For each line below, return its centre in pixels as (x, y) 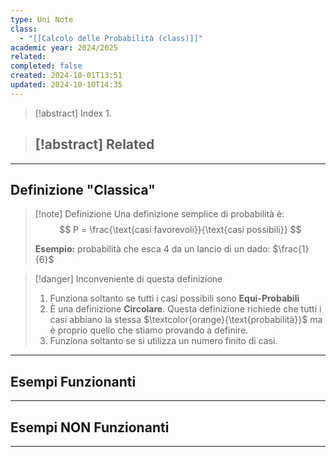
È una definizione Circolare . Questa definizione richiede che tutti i (185, 309)
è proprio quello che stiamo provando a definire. (149, 330)
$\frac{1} (291, 249)
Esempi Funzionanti (73, 381)
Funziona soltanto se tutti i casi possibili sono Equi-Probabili (174, 298)
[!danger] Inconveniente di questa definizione (128, 279)
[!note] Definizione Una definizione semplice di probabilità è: (159, 214)
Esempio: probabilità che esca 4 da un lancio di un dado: (152, 249)
